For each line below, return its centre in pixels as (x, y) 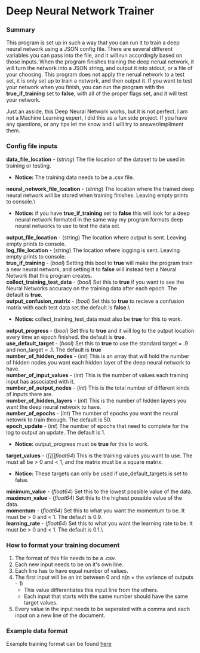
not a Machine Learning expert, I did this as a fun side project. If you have (97, 118)
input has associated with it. (41, 381)
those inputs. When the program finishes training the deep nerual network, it (100, 62)
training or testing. (29, 165)
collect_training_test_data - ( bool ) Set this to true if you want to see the (95, 282)
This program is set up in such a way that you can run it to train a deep (93, 42)
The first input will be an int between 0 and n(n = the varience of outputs (104, 577)
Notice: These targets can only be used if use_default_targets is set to (101, 473)
